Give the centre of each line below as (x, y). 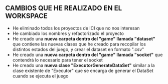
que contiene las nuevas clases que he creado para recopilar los (79, 44)
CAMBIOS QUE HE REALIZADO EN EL (64, 8)
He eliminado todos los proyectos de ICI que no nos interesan (76, 28)
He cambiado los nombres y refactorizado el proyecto (68, 33)
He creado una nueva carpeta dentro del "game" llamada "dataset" (84, 38)
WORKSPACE (26, 16)
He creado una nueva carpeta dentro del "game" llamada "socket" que (88, 54)
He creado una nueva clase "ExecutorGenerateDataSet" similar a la (83, 65)
